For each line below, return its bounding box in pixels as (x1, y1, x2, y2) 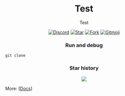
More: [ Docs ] (5, 85, 32, 91)
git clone (5, 53, 26, 58)
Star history (69, 64, 99, 71)
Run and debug (65, 41, 103, 48)
